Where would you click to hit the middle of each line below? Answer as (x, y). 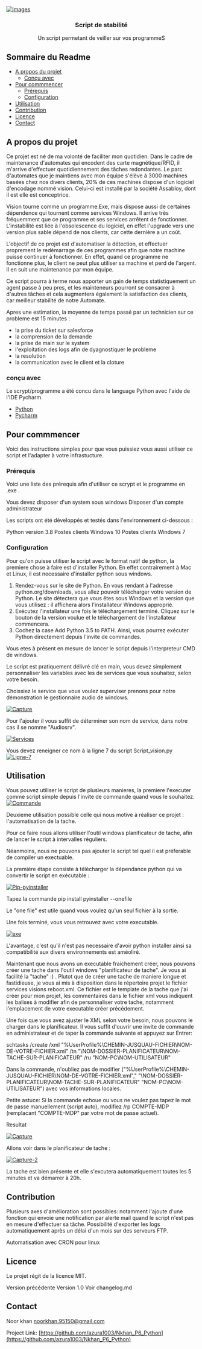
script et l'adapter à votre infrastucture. (55, 455)
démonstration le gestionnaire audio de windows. (68, 697)
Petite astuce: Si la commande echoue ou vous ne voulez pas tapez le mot (99, 1100)
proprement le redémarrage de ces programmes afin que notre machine (96, 250)
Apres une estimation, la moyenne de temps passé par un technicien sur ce (100, 312)
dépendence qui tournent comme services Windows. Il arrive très (87, 213)
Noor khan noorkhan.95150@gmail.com (55, 1321)
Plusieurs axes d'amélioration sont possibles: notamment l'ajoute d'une (95, 1211)
